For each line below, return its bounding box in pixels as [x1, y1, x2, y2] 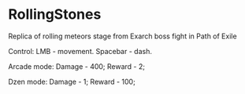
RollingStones [8, 5, 102, 23]
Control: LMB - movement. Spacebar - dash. [8, 46, 152, 56]
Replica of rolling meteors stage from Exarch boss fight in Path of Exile [8, 31, 238, 41]
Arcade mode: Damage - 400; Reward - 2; [8, 61, 146, 71]
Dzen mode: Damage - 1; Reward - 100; [8, 77, 135, 86]
